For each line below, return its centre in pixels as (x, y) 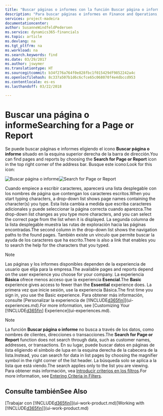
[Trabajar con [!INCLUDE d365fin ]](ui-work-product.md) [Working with (75, 403)
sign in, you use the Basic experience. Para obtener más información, (74, 295)
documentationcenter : (27, 23)
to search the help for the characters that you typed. (57, 245)
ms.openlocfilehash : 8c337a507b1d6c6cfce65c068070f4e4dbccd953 (70, 77)
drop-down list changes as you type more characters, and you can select (78, 214)
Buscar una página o (47, 115)
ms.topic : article (24, 37)
